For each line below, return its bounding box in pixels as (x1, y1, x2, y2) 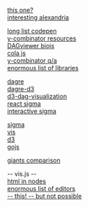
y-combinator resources (7, 34, 76, 43)
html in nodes (7, 177, 47, 185)
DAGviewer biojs (7, 42, 55, 49)
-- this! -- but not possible (7, 192, 82, 200)
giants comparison (7, 156, 60, 164)
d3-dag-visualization (7, 92, 67, 100)
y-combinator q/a (7, 56, 58, 65)
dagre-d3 (7, 85, 35, 93)
